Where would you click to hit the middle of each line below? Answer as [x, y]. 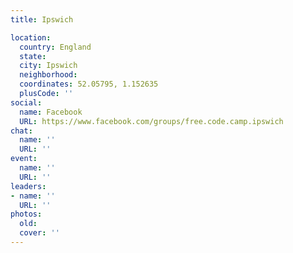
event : [24, 159]
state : [33, 56]
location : [31, 37]
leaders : [28, 186]
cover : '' [39, 233]
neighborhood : [48, 75]
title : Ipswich [42, 19]
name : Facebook [51, 112]
